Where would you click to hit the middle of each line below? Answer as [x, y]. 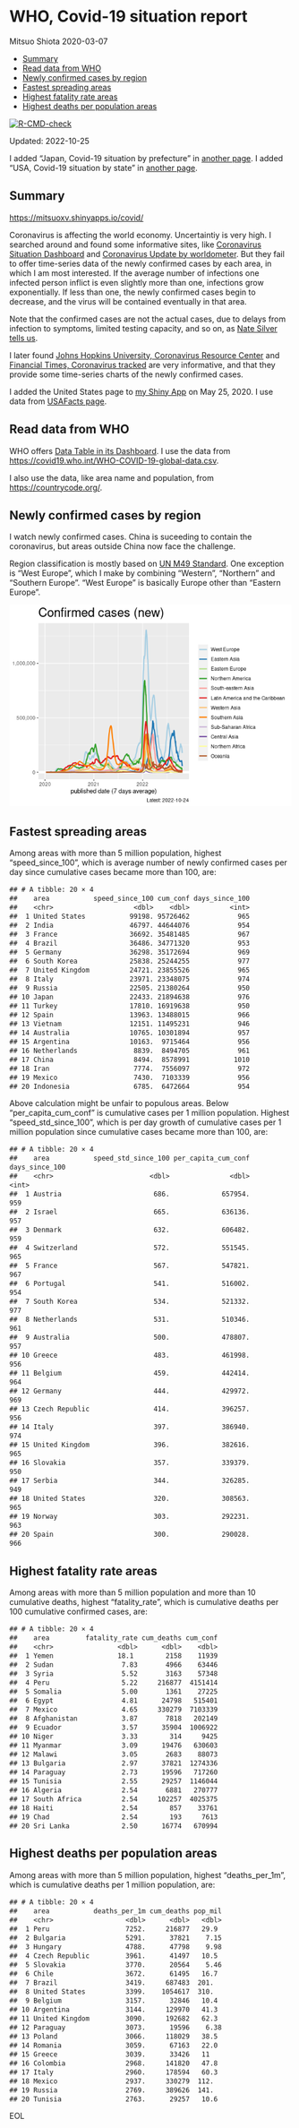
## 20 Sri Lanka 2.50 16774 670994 [114, 1826]
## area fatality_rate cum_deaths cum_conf [114, 1638]
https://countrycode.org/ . [56, 487]
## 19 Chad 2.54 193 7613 [114, 1817]
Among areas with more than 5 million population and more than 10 [133, 1592]
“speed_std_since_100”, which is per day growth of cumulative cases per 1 [145, 1122]
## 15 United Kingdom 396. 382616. [130, 1445]
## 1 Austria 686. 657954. [130, 1194]
